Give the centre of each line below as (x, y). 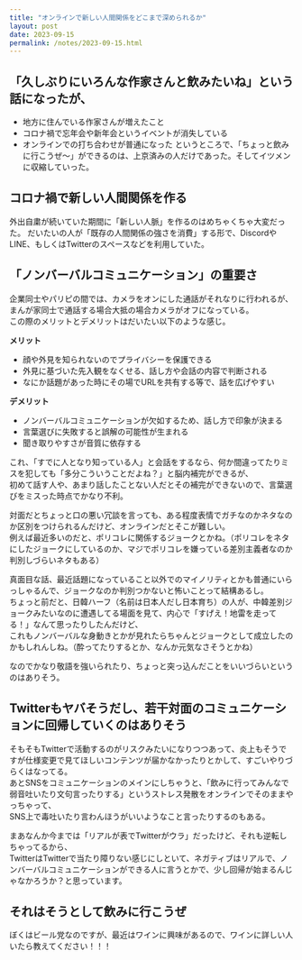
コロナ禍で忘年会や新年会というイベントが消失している (125, 133)
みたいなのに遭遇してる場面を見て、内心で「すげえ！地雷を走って (155, 613)
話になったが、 (51, 99)
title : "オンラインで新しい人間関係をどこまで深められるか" (108, 18)
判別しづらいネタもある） (57, 560)
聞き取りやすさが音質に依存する (82, 443)
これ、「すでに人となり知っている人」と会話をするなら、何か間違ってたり (145, 462)
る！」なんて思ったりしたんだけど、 (76, 624)
